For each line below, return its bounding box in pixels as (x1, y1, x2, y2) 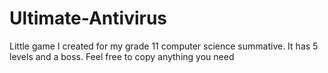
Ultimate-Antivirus (9, 7, 168, 30)
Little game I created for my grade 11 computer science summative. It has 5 (9, 40, 319, 52)
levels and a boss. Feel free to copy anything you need (9, 50, 235, 62)
